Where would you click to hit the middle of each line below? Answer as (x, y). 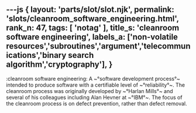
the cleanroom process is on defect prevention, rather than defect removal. (97, 103)
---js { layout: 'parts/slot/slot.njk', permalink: (90, 10)
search (81, 55)
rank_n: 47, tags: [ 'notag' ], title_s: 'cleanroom (93, 28)
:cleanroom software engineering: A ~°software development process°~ (93, 78)
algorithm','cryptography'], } (59, 65)
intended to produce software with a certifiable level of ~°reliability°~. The (96, 85)
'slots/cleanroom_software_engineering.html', (93, 19)
